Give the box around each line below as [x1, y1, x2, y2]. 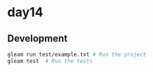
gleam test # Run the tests [7, 57, 93, 64]
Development [7, 32, 68, 44]
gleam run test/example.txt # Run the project [7, 51, 147, 58]
